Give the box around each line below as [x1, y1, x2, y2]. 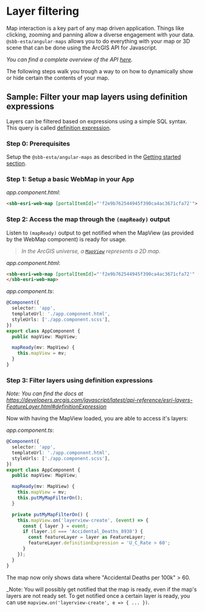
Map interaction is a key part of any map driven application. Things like [6, 24, 184, 32]
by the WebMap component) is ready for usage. [6, 235, 127, 242]
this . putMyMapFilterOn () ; [17, 495, 84, 501]
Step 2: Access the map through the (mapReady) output [6, 215, 170, 224]
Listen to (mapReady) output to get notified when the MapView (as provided [6, 229, 194, 236]
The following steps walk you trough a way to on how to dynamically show [6, 67, 193, 75]
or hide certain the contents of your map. [6, 74, 110, 81]
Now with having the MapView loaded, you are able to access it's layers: [6, 415, 189, 422]
